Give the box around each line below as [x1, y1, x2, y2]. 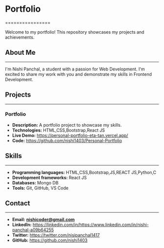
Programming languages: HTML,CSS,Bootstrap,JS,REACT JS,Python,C [12, 169, 157, 175]
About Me [5, 48, 36, 57]
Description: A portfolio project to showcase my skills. [12, 122, 122, 128]
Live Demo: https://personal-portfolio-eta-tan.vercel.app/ [12, 132, 128, 138]
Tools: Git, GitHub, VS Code [12, 185, 69, 191]
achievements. [5, 34, 35, 40]
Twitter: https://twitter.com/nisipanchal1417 [12, 232, 100, 238]
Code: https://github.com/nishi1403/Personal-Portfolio [12, 137, 122, 143]
